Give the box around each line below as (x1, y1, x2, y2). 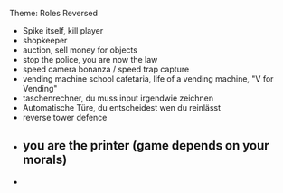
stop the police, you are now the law (22, 54, 158, 64)
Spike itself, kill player (22, 25, 104, 35)
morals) (22, 152, 68, 168)
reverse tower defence (22, 112, 108, 122)
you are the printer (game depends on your (22, 138, 269, 153)
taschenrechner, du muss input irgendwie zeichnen (22, 92, 214, 103)
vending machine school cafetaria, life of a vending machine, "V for (22, 73, 274, 84)
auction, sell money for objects (22, 44, 138, 55)
